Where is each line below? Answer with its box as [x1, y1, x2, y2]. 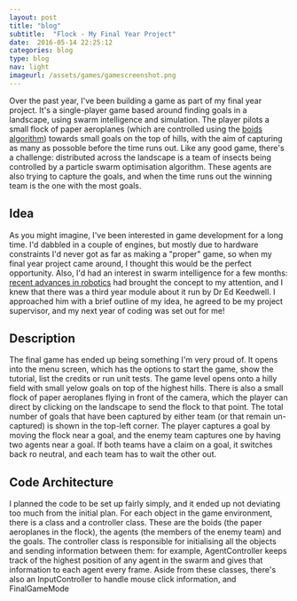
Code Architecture [9, 475, 113, 490]
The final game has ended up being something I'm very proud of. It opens [9, 355, 278, 365]
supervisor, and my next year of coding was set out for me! [9, 305, 225, 316]
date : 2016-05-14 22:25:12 [9, 37, 113, 47]
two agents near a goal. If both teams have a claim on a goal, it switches [9, 439, 273, 450]
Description [9, 331, 75, 346]
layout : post [9, 12, 58, 22]
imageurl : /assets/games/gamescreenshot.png [9, 71, 176, 80]
